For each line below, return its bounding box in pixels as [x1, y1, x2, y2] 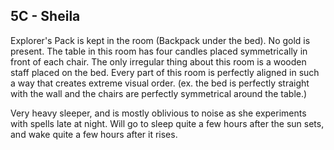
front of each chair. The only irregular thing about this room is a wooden [10, 55, 307, 68]
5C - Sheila [10, 8, 81, 25]
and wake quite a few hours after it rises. [10, 128, 178, 140]
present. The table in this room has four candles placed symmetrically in [10, 45, 308, 57]
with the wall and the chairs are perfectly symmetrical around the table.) [10, 87, 308, 99]
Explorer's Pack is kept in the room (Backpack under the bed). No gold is [10, 34, 311, 46]
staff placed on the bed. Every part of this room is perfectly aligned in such [10, 66, 320, 78]
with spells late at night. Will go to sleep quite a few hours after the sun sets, [10, 117, 325, 129]
